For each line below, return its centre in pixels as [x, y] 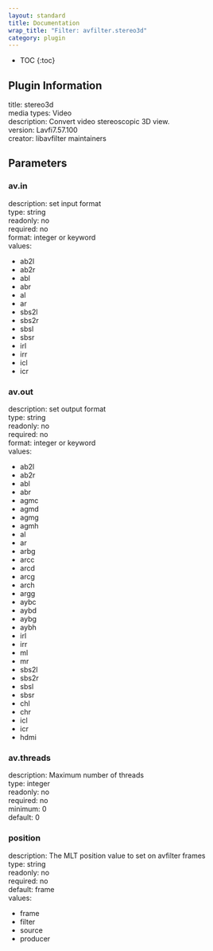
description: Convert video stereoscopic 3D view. [89, 122]
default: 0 [24, 817]
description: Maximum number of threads [76, 775]
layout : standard [37, 16]
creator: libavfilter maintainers [58, 138]
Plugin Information [55, 86]
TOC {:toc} [37, 60]
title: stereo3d [31, 105]
